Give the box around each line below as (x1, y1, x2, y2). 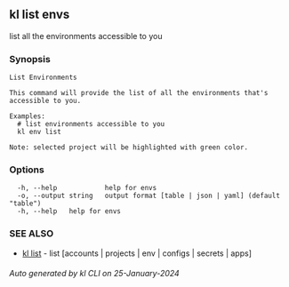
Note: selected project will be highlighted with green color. (9, 143, 249, 152)
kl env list (17, 128, 62, 137)
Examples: (9, 112, 46, 121)
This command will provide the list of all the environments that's (9, 89, 269, 98)
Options (9, 163, 44, 176)
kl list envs (9, 7, 70, 22)
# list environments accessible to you (17, 120, 165, 129)
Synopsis (9, 52, 51, 65)
